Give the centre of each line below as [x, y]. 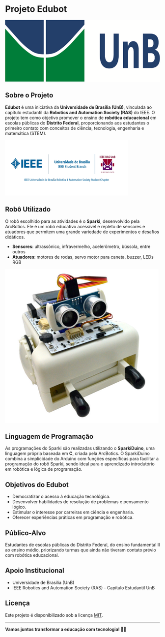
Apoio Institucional [35, 571]
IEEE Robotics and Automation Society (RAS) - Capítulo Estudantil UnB [83, 588]
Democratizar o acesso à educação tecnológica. [61, 497]
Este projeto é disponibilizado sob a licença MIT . [54, 615]
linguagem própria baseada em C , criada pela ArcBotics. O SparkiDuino [77, 454]
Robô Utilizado [28, 209]
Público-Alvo [26, 533]
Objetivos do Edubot [37, 485]
